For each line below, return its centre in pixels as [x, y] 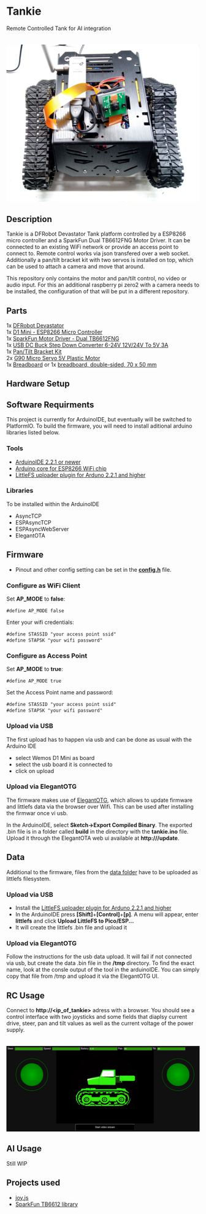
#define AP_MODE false [35, 611]
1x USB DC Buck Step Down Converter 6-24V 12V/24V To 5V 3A [87, 345]
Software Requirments [50, 405]
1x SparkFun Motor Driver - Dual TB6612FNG [63, 339]
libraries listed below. [33, 432]
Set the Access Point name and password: [60, 693]
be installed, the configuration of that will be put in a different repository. [98, 291]
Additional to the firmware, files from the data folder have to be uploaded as [102, 872]
